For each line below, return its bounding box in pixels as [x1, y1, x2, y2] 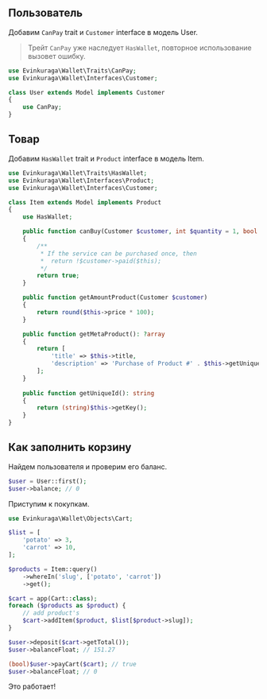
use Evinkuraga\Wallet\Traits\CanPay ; [8, 67, 137, 75]
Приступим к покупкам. [8, 499, 90, 508]
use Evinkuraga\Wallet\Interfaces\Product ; [8, 177, 155, 184]
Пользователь [8, 6, 83, 20]
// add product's [22, 609, 80, 617]
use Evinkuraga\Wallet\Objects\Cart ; [8, 515, 133, 522]
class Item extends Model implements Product [8, 198, 161, 206]
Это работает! [8, 682, 56, 691]
